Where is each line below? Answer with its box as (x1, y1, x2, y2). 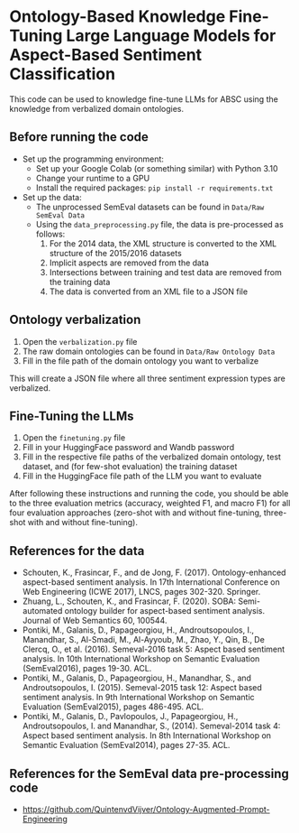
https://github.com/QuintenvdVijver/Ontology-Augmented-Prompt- (22, 804, 270, 814)
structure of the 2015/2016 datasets (49, 247, 182, 258)
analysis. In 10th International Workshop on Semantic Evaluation (22, 653, 260, 664)
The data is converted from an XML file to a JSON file (49, 286, 249, 297)
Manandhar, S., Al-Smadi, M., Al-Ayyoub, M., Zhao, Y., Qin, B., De (22, 634, 266, 645)
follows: (35, 228, 66, 239)
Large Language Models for (66, 25, 276, 46)
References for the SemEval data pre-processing (9, 765, 290, 782)
